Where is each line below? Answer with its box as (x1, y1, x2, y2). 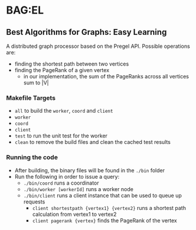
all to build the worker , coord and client (14, 107, 113, 114)
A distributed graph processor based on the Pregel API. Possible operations (6, 42, 190, 50)
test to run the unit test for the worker (14, 132, 108, 139)
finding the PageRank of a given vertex (14, 67, 110, 74)
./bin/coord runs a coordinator (23, 179, 99, 186)
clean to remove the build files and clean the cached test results (14, 139, 171, 146)
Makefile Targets (6, 94, 56, 102)
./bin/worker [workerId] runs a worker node (23, 185, 134, 192)
